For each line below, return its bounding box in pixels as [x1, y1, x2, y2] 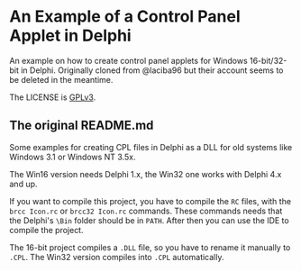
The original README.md [9, 118, 154, 133]
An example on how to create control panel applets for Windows [9, 55, 248, 66]
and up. [9, 178, 38, 189]
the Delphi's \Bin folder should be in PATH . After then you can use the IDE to [9, 214, 290, 226]
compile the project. [9, 224, 84, 235]
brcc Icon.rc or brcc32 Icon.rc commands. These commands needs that [9, 205, 283, 216]
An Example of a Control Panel [9, 6, 241, 27]
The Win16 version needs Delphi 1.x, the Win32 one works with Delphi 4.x [9, 168, 282, 179]
